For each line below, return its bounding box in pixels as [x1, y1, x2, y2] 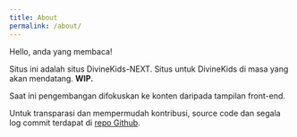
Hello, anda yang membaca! [9, 46, 113, 56]
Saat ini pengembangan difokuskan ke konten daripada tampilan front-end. [9, 90, 286, 101]
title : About [9, 13, 58, 22]
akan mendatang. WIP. [9, 73, 94, 83]
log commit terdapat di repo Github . [9, 117, 140, 128]
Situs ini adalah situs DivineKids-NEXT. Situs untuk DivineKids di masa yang [9, 64, 289, 74]
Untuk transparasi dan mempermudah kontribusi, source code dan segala [9, 107, 281, 118]
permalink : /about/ [9, 21, 82, 30]
